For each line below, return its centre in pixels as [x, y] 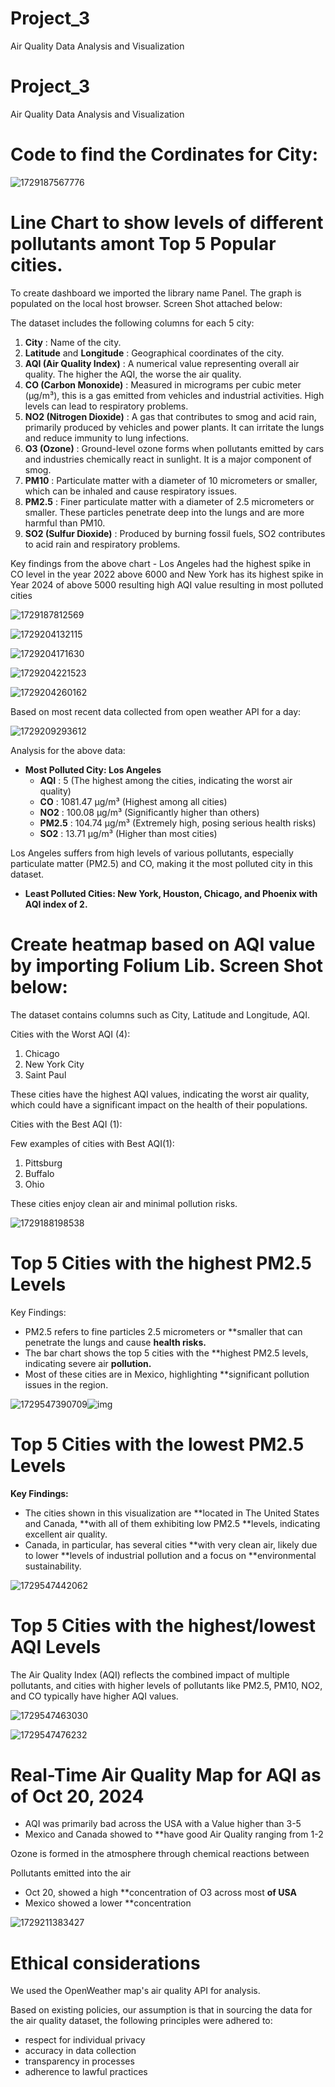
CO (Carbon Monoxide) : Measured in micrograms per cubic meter [163, 384]
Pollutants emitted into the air [71, 1873]
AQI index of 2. [56, 904]
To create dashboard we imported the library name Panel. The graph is [156, 293]
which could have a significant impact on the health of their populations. [159, 1104]
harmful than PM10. [65, 523]
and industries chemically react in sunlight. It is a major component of [168, 459]
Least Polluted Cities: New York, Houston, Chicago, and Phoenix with [171, 893]
